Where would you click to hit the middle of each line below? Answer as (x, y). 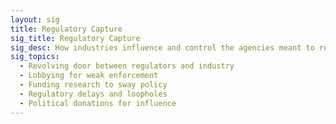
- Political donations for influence (98, 103)
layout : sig (35, 19)
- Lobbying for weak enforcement (89, 76)
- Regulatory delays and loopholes (93, 94)
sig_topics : (35, 57)
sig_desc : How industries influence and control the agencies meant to (162, 47)
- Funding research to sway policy (93, 85)
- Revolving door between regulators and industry (127, 66)
